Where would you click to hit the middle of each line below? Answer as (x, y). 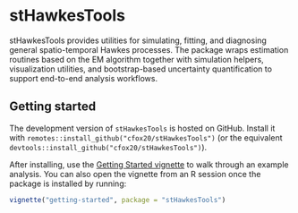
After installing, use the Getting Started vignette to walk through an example (149, 164)
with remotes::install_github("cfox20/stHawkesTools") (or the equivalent (146, 137)
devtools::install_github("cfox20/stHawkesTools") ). (108, 147)
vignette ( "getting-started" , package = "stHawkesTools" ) (118, 200)
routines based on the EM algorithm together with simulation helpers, (136, 59)
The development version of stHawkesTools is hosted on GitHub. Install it (142, 128)
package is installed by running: (68, 183)
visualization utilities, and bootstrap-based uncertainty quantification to (141, 69)
